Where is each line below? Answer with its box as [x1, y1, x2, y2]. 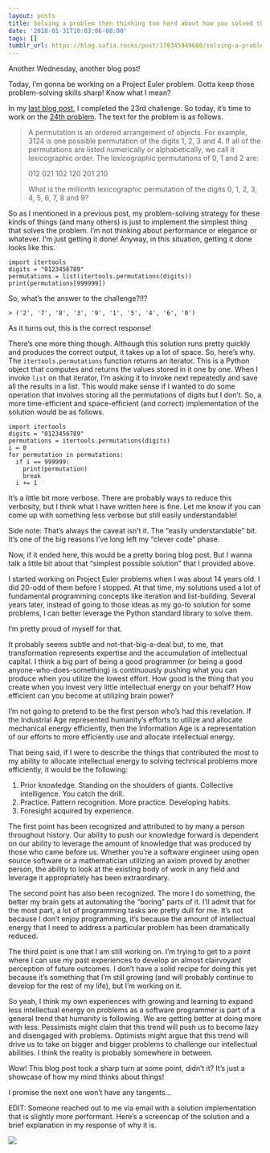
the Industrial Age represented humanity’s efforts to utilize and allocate [8, 715, 243, 725]
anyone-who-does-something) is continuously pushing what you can [8, 665, 238, 675]
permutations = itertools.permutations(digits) [8, 437, 171, 445]
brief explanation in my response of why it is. [8, 1120, 157, 1130]
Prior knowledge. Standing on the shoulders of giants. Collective [19, 780, 234, 790]
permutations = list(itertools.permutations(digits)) [8, 273, 193, 281]
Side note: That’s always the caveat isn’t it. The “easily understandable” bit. [8, 526, 257, 536]
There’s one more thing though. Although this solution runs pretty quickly [8, 339, 251, 348]
